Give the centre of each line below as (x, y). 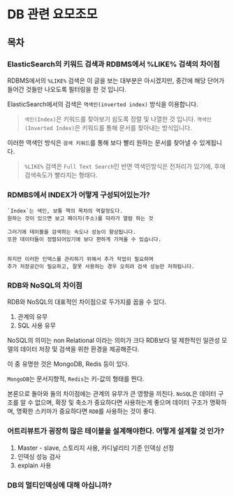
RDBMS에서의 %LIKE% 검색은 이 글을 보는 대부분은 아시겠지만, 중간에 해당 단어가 (116, 80)
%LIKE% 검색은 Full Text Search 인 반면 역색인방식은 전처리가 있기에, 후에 (125, 166)
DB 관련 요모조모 (52, 14)
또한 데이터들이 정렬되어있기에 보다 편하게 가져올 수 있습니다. (85, 240)
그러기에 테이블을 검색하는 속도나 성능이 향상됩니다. (72, 232)
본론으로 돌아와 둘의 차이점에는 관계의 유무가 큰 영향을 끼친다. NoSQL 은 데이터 (112, 394)
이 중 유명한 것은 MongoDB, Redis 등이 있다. (68, 364)
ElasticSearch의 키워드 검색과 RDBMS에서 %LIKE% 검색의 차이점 (114, 64)
